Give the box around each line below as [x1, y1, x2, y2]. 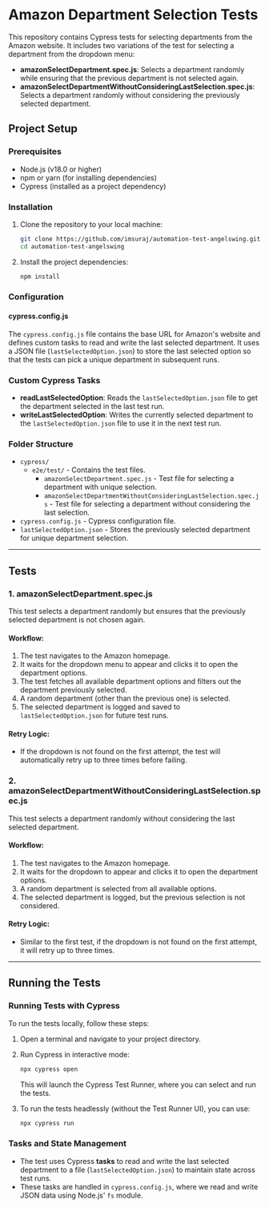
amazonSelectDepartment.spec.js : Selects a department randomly [19, 64, 245, 74]
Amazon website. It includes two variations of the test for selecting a [8, 40, 235, 50]
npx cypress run [19, 1119, 74, 1127]
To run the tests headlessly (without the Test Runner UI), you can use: [19, 1104, 251, 1113]
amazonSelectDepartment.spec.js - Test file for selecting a [43, 474, 235, 483]
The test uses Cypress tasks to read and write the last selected [19, 1156, 230, 1166]
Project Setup [8, 122, 78, 135]
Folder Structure [8, 438, 74, 450]
